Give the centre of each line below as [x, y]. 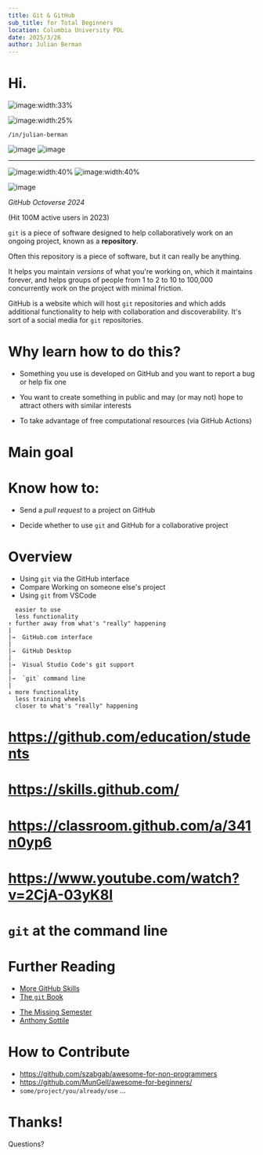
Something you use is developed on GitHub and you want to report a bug [137, 373]
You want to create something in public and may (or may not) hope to [131, 397]
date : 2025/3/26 [34, 37]
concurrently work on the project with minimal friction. [96, 288]
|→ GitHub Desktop [40, 651]
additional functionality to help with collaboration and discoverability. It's [125, 312]
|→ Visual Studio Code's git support [71, 665]
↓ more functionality [43, 693]
